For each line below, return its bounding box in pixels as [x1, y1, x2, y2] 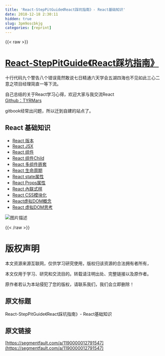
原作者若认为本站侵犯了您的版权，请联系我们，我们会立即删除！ [5, 281, 134, 287]
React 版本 [12, 137, 34, 143]
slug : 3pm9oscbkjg [5, 21, 43, 26]
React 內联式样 [12, 186, 43, 192]
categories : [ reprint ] [5, 26, 52, 30]
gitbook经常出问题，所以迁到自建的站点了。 [5, 108, 94, 114]
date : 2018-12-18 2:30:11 [5, 12, 58, 17]
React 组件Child [12, 155, 45, 161]
